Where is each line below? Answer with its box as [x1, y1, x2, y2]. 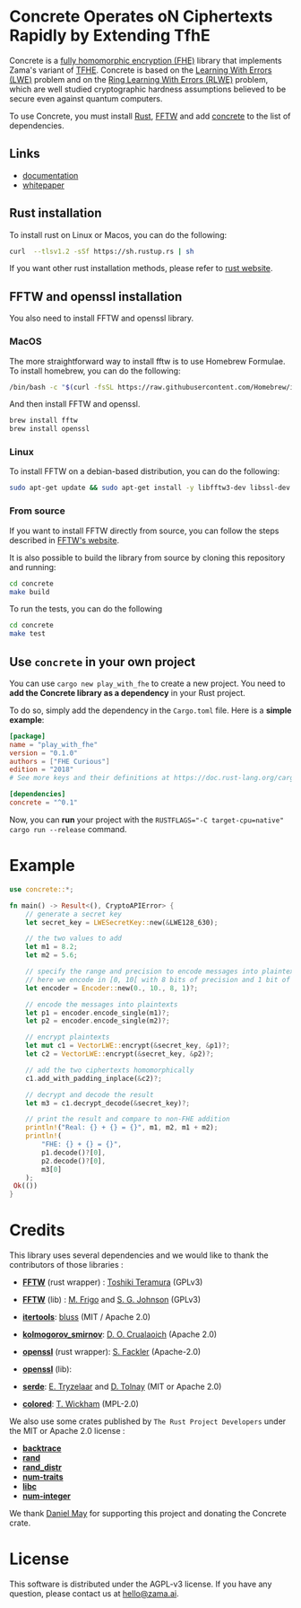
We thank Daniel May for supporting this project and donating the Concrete [9, 1508, 287, 1519]
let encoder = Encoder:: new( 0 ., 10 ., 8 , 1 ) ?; [25, 983, 199, 993]
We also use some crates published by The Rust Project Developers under [9, 1416, 287, 1427]
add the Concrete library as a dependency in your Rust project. [9, 687, 246, 698]
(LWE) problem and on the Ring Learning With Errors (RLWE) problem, [9, 74, 269, 84]
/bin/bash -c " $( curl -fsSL [9, 382, 115, 391]
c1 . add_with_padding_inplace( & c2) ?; [25, 1074, 163, 1083]
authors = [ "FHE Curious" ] [9, 757, 110, 766]
